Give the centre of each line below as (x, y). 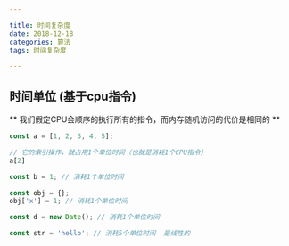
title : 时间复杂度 (40, 25)
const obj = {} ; (39, 193)
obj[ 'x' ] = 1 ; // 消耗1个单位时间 (69, 201)
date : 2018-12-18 (41, 33)
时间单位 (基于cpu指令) (73, 96)
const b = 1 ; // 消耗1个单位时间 (67, 176)
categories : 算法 (40, 42)
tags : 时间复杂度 (38, 50)
